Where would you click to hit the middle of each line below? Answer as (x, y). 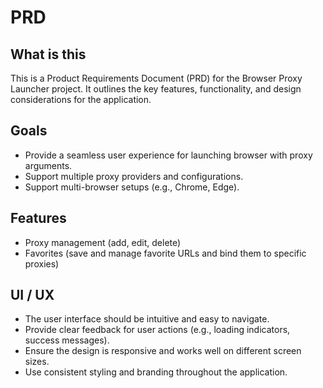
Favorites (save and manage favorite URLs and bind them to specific (165, 253)
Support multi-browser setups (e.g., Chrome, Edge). (132, 187)
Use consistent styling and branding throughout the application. (156, 372)
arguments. (48, 165)
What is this (48, 54)
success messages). (67, 340)
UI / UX (32, 295)
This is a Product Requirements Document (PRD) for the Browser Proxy (156, 78)
